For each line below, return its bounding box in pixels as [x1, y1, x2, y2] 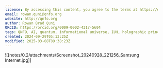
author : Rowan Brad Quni [5, 20, 55, 26]
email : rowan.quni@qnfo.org [5, 12, 62, 17]
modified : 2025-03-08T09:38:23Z [5, 39, 70, 44]
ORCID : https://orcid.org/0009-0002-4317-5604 [5, 25, 101, 30]
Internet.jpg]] [5, 57, 32, 63]
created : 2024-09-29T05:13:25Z [5, 34, 68, 39]
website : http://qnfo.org [5, 16, 57, 21]
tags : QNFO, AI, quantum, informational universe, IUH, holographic [5, 30, 147, 34]
